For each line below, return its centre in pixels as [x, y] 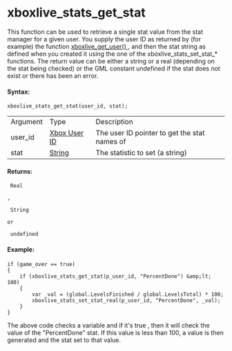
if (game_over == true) [41, 264]
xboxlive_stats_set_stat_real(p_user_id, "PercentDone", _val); [126, 300]
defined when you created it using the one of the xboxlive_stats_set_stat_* [113, 54]
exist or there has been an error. [53, 76]
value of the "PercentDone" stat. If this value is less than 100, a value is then [116, 332]
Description [114, 122]
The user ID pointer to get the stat [150, 133]
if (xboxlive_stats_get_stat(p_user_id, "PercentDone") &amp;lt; [116, 276]
